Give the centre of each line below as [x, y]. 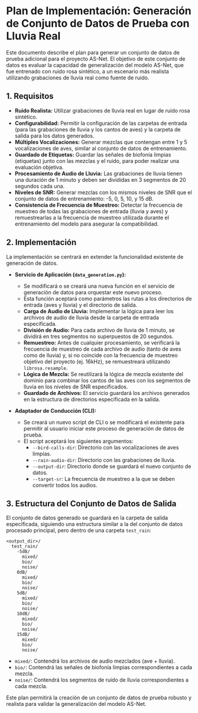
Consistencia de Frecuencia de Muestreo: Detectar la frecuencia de [99, 205]
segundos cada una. [40, 186]
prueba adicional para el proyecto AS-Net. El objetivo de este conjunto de [96, 59]
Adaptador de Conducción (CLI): [55, 410]
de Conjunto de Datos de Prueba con [98, 23]
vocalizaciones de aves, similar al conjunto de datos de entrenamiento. [101, 148]
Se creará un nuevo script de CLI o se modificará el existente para [104, 422]
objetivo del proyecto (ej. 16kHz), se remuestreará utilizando [97, 361]
